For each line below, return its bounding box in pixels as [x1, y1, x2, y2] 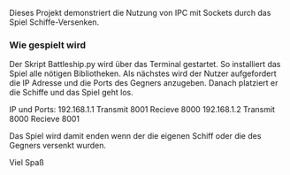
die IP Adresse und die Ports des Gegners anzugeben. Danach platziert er [9, 78, 279, 88]
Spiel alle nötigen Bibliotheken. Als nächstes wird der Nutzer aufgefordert [9, 68, 277, 79]
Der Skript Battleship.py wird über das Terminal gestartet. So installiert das [9, 59, 281, 70]
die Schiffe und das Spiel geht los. [9, 87, 134, 98]
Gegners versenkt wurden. [9, 141, 107, 151]
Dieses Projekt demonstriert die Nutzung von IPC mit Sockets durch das [9, 8, 271, 18]
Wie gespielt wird [9, 39, 87, 51]
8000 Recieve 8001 [9, 114, 80, 125]
